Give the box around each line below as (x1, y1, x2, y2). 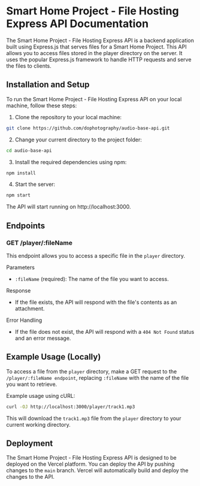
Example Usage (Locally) (6, 352, 101, 362)
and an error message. (14, 334, 71, 342)
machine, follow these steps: (6, 102, 77, 109)
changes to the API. (6, 473, 55, 481)
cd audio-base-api (6, 147, 52, 153)
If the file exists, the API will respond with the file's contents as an (14, 298, 177, 306)
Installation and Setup (6, 80, 90, 90)
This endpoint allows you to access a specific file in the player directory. (6, 252, 186, 259)
